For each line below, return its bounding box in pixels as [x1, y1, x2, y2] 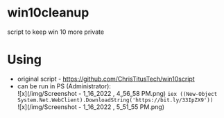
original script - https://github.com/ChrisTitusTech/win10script [17, 75, 196, 83]
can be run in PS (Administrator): [17, 81, 111, 90]
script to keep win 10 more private [7, 28, 105, 36]
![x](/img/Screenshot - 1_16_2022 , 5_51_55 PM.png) [17, 102, 165, 111]
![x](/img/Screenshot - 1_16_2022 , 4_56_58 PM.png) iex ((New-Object [17, 89, 218, 97]
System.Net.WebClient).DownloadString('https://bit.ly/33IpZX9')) [17, 97, 214, 104]
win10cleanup [7, 5, 89, 21]
